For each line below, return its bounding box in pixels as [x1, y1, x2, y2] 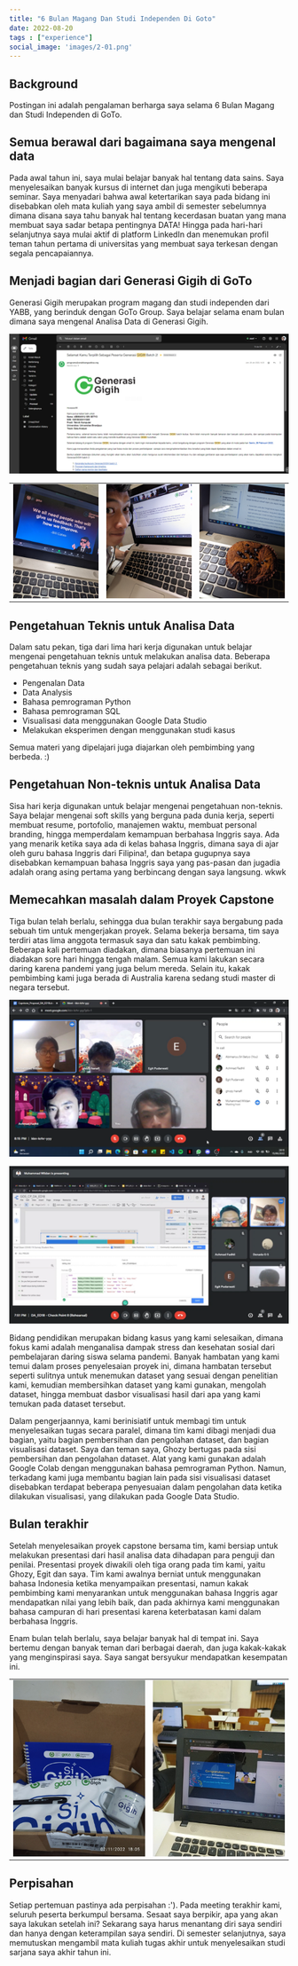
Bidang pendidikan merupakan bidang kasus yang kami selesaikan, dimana [9, 1332, 284, 1343]
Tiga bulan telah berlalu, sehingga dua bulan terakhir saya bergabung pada [9, 916, 284, 926]
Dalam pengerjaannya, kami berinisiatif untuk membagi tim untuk [9, 1415, 247, 1426]
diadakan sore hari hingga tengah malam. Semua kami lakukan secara [9, 954, 265, 964]
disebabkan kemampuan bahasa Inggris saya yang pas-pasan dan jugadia [9, 857, 281, 868]
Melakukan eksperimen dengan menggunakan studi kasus [21, 725, 236, 735]
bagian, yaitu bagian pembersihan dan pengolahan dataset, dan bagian [9, 1434, 269, 1445]
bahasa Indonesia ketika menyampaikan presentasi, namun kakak [9, 1577, 249, 1588]
